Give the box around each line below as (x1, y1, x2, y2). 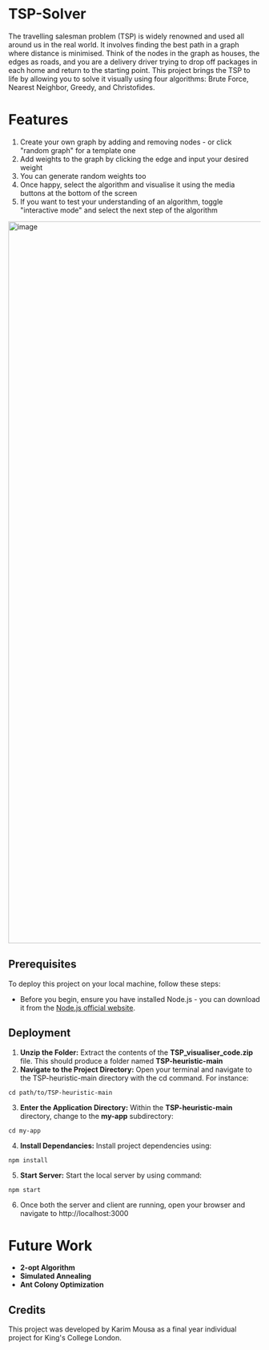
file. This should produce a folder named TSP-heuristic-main (19, 1056, 223, 1065)
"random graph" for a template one (19, 145, 136, 155)
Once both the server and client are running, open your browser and (19, 1200, 246, 1210)
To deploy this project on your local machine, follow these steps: (8, 979, 221, 988)
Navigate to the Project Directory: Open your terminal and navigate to (19, 1064, 252, 1074)
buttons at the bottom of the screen (19, 188, 138, 197)
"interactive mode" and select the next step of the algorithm (19, 205, 218, 215)
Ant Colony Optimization (19, 1280, 104, 1290)
